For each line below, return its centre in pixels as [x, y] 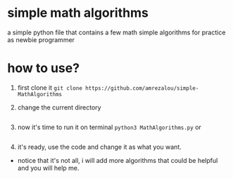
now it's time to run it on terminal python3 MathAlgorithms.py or [109, 127]
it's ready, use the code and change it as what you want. [99, 147]
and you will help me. [48, 168]
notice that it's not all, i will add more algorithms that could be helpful [118, 160]
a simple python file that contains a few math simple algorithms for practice [116, 32]
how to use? [43, 68]
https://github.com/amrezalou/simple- [142, 88]
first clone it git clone [50, 87]
